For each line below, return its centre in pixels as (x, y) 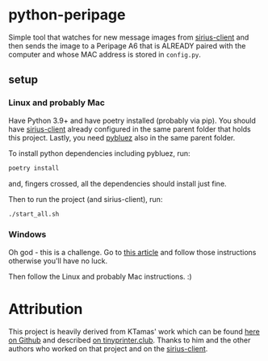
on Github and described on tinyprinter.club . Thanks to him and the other (130, 340)
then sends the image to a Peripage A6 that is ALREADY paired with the (127, 45)
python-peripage (67, 15)
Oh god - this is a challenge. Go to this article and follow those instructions (132, 252)
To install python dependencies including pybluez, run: (100, 153)
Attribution (46, 309)
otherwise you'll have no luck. (58, 261)
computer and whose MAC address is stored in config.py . (105, 54)
